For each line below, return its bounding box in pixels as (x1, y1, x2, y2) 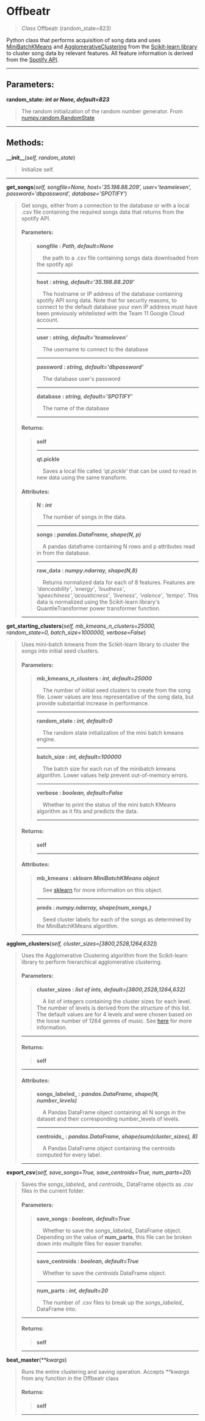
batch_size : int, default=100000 (36, 753, 122, 760)
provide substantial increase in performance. (36, 700, 149, 707)
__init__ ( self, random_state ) (6, 154, 76, 161)
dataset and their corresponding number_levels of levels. (36, 1115, 180, 1123)
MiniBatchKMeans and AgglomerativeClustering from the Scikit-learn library (6, 43, 198, 50)
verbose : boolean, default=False (36, 789, 123, 797)
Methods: (6, 138, 44, 148)
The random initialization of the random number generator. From (21, 107, 183, 114)
